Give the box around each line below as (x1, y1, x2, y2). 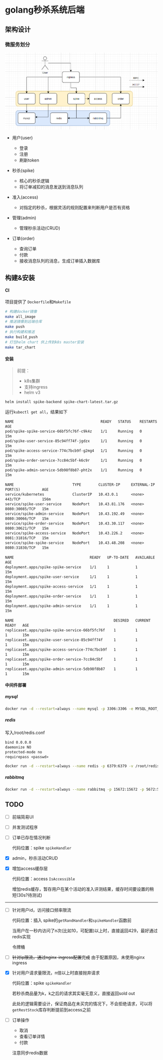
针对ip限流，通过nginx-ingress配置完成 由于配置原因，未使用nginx (12, 954, 145, 961)
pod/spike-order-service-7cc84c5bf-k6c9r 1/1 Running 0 (5, 458, 142, 463)
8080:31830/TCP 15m (5, 545, 49, 550)
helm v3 (24, 389, 41, 395)
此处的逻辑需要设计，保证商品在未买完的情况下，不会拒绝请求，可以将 (12, 1001, 153, 1007)
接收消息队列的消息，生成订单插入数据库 (19, 258, 100, 264)
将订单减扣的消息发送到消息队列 (19, 184, 83, 190)
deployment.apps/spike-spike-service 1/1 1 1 (5, 565, 138, 570)
